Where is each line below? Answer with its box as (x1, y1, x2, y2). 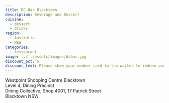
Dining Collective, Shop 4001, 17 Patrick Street (5, 88, 102, 94)
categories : (5, 45, 30, 50)
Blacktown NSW (5, 93, 39, 99)
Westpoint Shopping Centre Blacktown (5, 77, 86, 83)
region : (5, 31, 22, 36)
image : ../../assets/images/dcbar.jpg (5, 54, 87, 59)
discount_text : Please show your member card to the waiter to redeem (5, 63, 156, 68)
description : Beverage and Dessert (5, 12, 80, 17)
